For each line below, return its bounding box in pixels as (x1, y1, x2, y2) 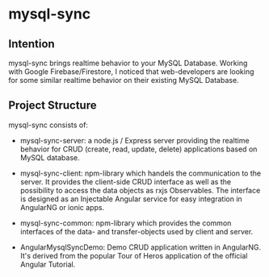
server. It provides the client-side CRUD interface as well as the (19, 176, 232, 186)
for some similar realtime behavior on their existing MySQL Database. (8, 76, 240, 85)
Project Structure (8, 98, 97, 113)
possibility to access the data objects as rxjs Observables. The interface (19, 185, 261, 195)
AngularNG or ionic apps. (19, 202, 105, 212)
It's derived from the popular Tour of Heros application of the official (19, 250, 248, 260)
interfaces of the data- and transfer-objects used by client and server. (19, 226, 254, 236)
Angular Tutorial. (19, 259, 76, 269)
